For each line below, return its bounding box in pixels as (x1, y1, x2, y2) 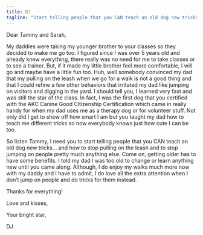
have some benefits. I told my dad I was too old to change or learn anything (6, 157, 195, 164)
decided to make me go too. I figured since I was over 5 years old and (6, 49, 180, 56)
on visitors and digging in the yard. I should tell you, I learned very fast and (6, 87, 192, 95)
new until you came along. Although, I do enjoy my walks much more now (6, 163, 190, 171)
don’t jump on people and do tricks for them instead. (6, 176, 137, 183)
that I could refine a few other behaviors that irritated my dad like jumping (6, 81, 189, 88)
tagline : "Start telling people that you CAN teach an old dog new (6, 14, 180, 20)
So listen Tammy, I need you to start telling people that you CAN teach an (6, 137, 188, 145)
